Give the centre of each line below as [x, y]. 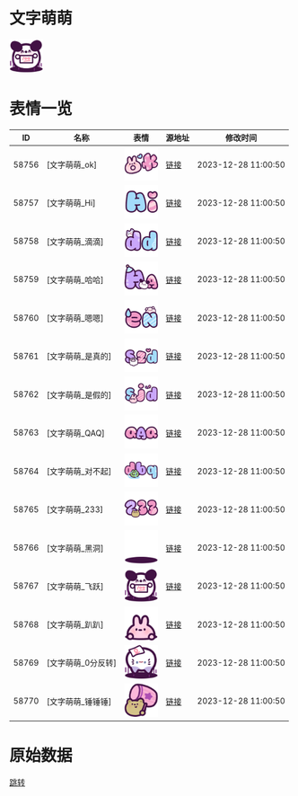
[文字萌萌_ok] [71, 165]
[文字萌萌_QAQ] [75, 433]
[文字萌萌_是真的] [79, 357]
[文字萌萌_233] [74, 509]
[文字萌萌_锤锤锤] [79, 701]
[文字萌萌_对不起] [79, 472]
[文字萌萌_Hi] [71, 203]
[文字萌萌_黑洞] [75, 548]
